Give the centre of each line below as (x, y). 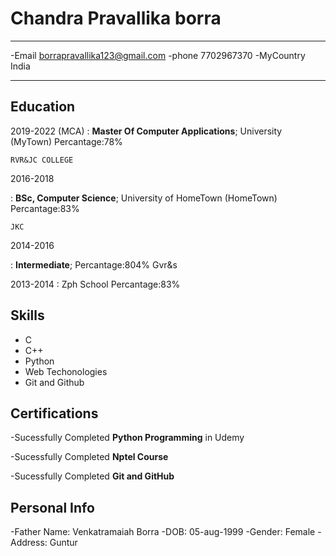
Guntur (63, 543)
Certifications (54, 413)
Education (43, 107)
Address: (29, 543)
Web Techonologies (66, 371)
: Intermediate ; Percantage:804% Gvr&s (94, 264)
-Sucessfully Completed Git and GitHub (92, 476)
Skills (27, 315)
